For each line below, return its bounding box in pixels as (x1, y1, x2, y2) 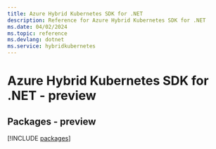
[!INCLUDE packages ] (7, 134, 71, 142)
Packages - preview (7, 115, 96, 127)
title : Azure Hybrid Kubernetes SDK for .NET (7, 10, 143, 17)
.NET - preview (7, 88, 96, 104)
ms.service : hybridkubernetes (7, 43, 96, 50)
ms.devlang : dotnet (7, 36, 65, 43)
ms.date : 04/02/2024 (7, 23, 68, 30)
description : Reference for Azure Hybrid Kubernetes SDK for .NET (7, 17, 206, 24)
